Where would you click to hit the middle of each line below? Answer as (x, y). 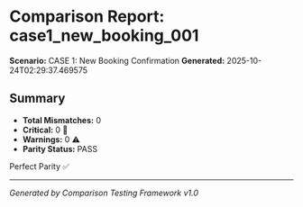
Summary (37, 99)
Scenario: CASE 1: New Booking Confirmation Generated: (117, 60)
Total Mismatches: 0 (62, 120)
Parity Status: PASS (60, 148)
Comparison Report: (87, 17)
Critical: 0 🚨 (45, 130)
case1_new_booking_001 (104, 36)
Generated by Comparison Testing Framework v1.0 (104, 193)
